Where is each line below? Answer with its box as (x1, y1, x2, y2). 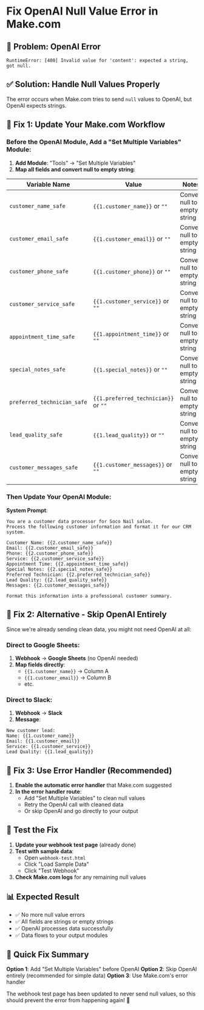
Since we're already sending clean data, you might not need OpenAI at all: (6, 625, 192, 633)
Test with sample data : (15, 847, 74, 855)
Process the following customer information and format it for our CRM (6, 524, 191, 530)
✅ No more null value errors (15, 911, 85, 918)
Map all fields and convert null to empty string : (15, 165, 135, 173)
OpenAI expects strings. (6, 102, 67, 109)
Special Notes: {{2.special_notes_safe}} (6, 566, 113, 572)
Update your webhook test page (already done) (15, 841, 137, 848)
